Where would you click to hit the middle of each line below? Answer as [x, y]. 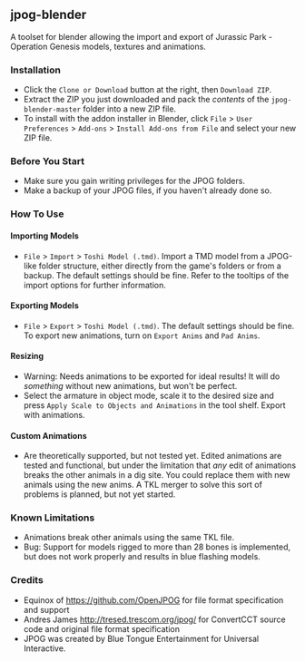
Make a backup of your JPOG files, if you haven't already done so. [148, 190]
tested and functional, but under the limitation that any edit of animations [160, 465]
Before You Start [48, 161]
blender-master [52, 110]
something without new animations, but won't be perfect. [130, 385]
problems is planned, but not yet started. [99, 494]
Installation [36, 70]
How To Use [37, 214]
